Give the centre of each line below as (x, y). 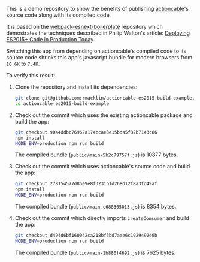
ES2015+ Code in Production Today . (51, 39)
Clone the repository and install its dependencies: (76, 87)
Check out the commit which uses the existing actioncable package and (104, 115)
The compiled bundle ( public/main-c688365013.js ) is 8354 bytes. (96, 207)
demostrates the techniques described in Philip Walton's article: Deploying (98, 33)
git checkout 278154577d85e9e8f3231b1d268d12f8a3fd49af (86, 184)
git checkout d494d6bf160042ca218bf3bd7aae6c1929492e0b (86, 236)
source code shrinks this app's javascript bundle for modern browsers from (99, 57)
